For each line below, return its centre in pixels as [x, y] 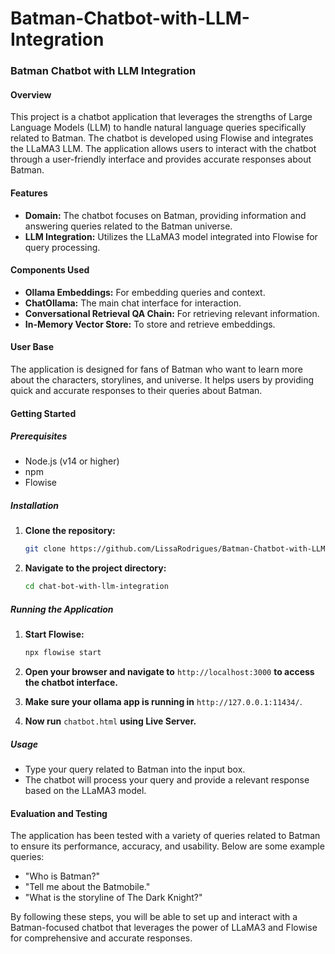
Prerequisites [39, 436]
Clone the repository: [70, 531]
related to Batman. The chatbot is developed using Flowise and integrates [162, 138]
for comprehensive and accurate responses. [101, 938]
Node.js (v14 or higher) [72, 461]
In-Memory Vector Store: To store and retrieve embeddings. [150, 324]
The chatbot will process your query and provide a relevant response [167, 780]
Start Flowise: [54, 634]
